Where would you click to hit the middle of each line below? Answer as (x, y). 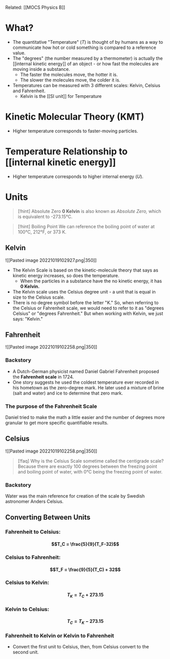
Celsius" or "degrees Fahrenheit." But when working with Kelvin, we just (88, 313)
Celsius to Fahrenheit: (33, 557)
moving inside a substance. (41, 69)
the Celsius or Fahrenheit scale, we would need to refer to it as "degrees (88, 308)
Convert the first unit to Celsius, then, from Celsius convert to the (81, 647)
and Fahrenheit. (29, 91)
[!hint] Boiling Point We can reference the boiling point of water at (86, 226)
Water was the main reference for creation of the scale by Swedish (75, 496)
